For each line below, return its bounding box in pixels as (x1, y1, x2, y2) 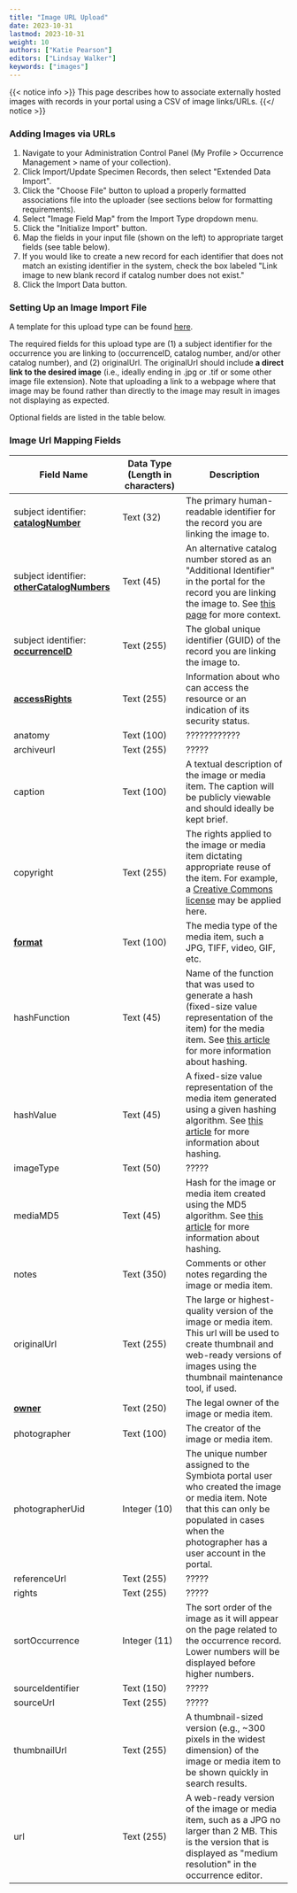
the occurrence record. (185, 1634, 282, 1647)
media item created (185, 1187, 266, 1200)
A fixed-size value (185, 1070, 263, 1082)
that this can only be (185, 1503, 270, 1515)
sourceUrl (13, 1696, 55, 1709)
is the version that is (185, 1835, 270, 1848)
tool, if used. (185, 1382, 237, 1395)
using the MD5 (185, 1198, 247, 1210)
